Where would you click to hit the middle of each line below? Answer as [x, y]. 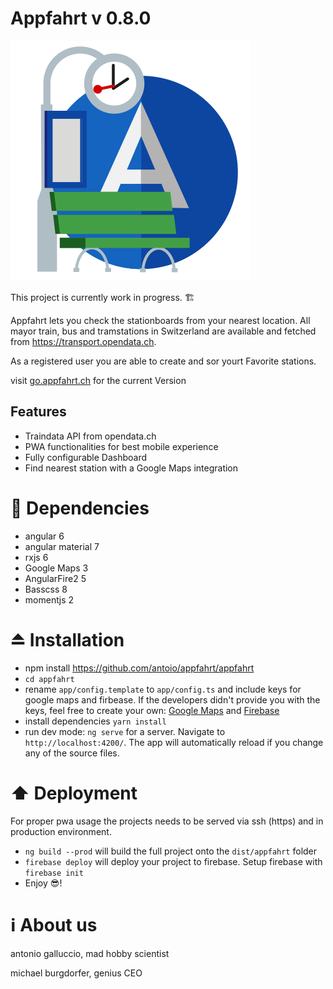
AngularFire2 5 [55, 578]
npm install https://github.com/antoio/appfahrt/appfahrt [139, 668]
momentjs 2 [49, 599]
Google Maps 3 [56, 568]
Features [38, 412]
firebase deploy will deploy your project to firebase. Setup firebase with [173, 861]
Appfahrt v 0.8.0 [81, 18]
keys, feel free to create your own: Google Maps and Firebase [152, 710]
